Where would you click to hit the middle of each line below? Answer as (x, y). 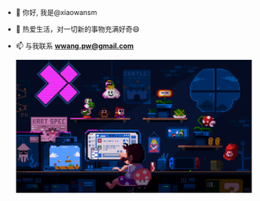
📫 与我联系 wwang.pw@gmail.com (75, 46)
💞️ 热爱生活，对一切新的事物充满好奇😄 (77, 29)
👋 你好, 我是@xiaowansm (56, 12)
